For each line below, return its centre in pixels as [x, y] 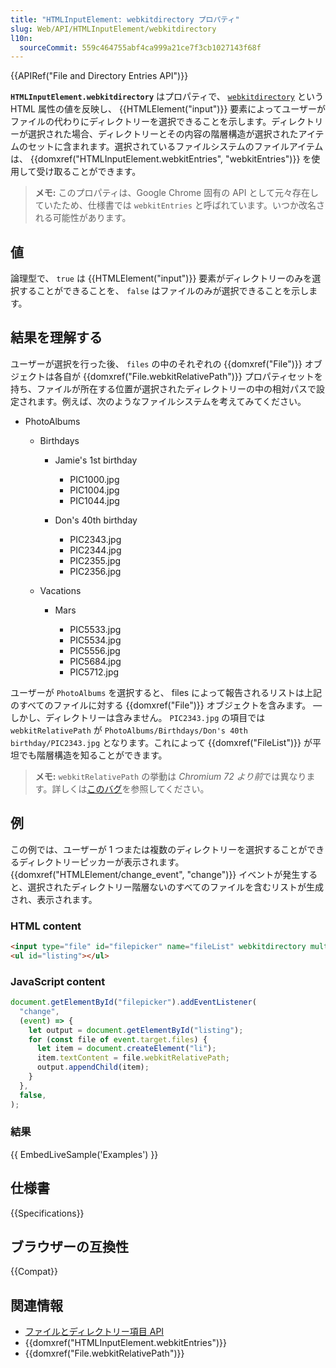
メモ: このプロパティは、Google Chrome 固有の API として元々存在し [177, 193]
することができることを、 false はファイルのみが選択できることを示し [164, 291]
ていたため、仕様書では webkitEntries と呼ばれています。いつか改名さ [179, 205]
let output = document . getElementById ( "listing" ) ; [136, 1030]
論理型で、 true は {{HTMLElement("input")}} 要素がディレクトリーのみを [161, 278]
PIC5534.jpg [95, 640]
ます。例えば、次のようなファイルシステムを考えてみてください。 [171, 401]
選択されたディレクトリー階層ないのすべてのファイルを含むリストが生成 [175, 887]
